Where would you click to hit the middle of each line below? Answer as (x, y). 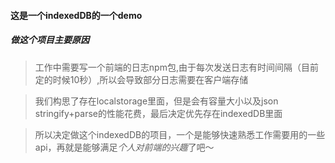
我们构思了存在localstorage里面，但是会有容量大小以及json (156, 101)
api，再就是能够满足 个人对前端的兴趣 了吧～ (124, 147)
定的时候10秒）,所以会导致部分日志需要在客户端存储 (141, 79)
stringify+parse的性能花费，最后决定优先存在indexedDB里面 (158, 113)
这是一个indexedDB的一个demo (76, 15)
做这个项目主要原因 (50, 40)
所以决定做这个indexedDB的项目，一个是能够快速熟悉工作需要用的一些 (180, 134)
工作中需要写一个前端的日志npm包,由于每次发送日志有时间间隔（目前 (176, 67)
